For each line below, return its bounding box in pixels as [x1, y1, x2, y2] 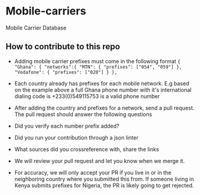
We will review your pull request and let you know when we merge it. [14, 157, 185, 164]
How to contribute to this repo [5, 42, 120, 52]
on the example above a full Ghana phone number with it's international [14, 86, 192, 93]
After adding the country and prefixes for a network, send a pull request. [14, 104, 195, 111]
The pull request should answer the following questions [14, 110, 152, 118]
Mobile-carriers [5, 4, 87, 18]
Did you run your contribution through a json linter [14, 134, 139, 141]
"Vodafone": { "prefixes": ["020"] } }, [14, 69, 117, 75]
